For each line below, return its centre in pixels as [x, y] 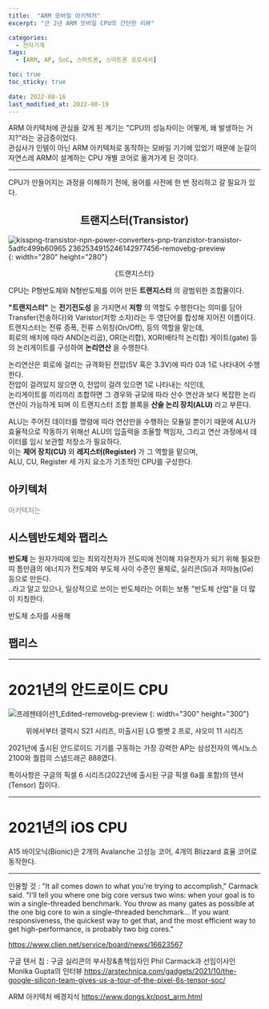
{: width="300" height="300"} [199, 714]
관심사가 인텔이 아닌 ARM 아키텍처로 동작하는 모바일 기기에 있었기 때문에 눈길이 [132, 148]
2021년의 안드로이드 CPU [88, 690]
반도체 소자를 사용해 [39, 615]
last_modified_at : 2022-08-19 [59, 104]
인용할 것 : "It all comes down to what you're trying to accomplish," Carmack [133, 886]
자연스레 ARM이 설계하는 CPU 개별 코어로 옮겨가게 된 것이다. [103, 158]
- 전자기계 [30, 45]
